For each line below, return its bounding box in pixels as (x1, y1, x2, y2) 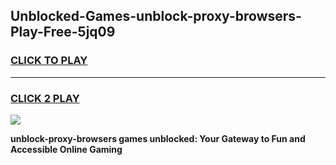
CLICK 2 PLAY (10, 91, 80, 105)
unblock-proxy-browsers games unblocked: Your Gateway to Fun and (10, 132, 306, 144)
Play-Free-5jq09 (10, 24, 116, 41)
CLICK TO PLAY (10, 54, 88, 68)
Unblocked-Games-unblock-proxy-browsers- (10, 8, 302, 25)
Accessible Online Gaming (10, 143, 123, 155)
